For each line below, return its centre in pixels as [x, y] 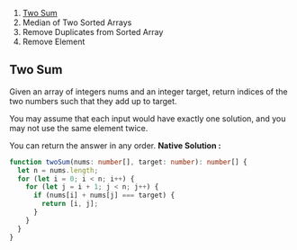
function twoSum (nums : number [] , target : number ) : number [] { [128, 162]
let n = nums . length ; [58, 170]
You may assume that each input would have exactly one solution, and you [148, 118]
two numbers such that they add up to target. [93, 101]
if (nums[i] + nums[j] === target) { [104, 196]
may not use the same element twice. [79, 128]
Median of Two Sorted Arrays [77, 22]
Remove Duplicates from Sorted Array [93, 32]
